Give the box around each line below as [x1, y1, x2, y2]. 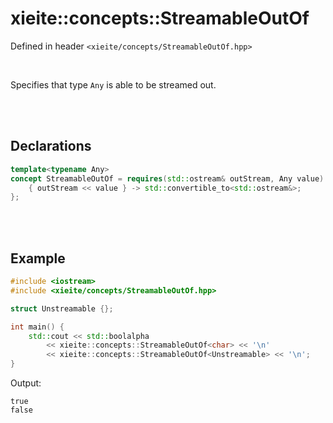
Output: [10, 377, 42, 389]
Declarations [10, 138, 92, 155]
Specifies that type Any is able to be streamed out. [10, 78, 217, 91]
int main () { [10, 322, 65, 332]
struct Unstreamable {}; [10, 303, 114, 314]
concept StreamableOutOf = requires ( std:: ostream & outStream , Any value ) [10, 173, 325, 184]
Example [10, 250, 66, 267]
